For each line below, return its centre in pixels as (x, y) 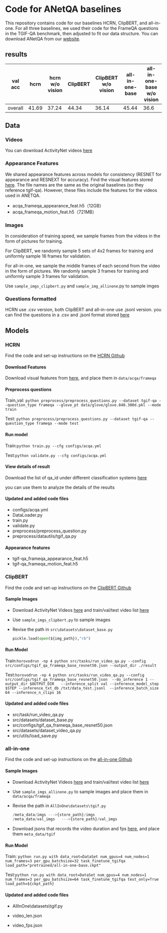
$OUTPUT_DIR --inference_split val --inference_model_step (94, 684)
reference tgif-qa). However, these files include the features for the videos (81, 190)
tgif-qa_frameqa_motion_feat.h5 (45, 564)
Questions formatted (31, 298)
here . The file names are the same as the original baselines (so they (75, 185)
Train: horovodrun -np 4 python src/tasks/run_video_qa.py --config (76, 660)
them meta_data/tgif (34, 834)
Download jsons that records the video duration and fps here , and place (86, 829)
